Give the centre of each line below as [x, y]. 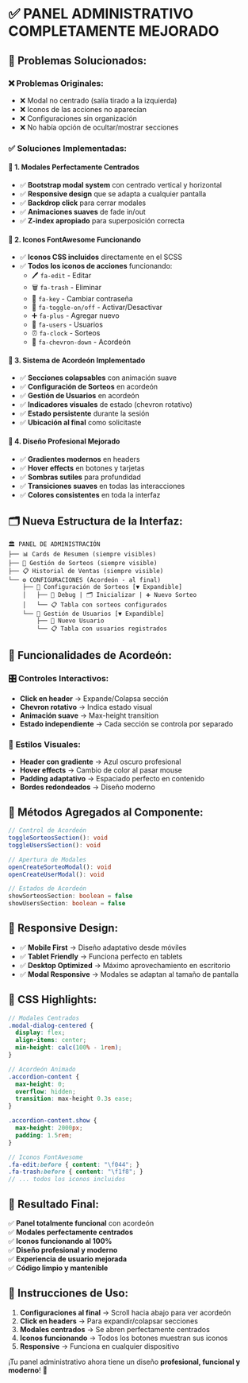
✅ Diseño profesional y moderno [63, 1250]
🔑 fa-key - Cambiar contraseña [82, 299]
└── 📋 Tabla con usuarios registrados [102, 629]
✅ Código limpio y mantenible [58, 1268]
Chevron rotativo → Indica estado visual [86, 707]
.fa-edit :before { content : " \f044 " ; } [74, 1164]
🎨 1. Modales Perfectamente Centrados [74, 167]
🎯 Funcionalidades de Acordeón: [90, 655]
